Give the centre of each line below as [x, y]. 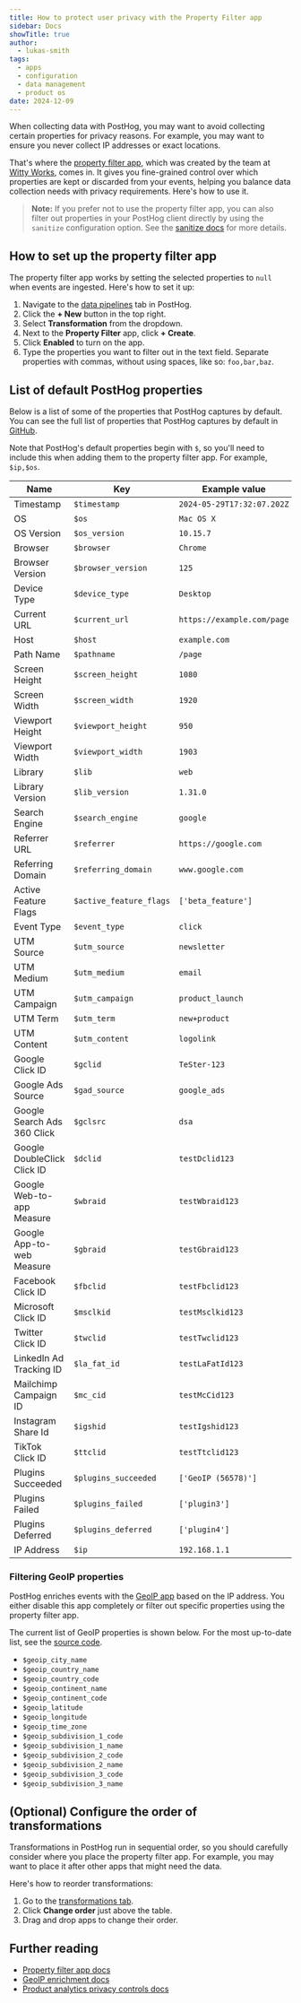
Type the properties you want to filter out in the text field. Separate [145, 352]
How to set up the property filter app [113, 256]
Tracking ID [38, 1370]
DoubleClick [39, 1159]
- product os [42, 92]
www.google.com [211, 869]
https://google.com [220, 844]
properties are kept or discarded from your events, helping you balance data [150, 182]
